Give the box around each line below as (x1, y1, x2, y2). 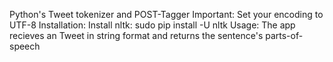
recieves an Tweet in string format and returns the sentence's (9, 30, 264, 41)
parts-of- (265, 30, 304, 41)
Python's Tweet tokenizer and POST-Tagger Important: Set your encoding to (9, 9, 324, 20)
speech (9, 40, 41, 52)
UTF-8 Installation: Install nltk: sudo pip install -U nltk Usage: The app (9, 19, 296, 31)
